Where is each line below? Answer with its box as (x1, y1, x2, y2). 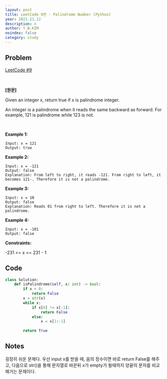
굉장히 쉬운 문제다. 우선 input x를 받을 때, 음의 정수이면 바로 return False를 (5, 356, 151, 362)
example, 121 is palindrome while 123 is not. (5, 112, 94, 118)
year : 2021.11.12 (5, 16, 41, 21)
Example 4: (5, 217, 29, 223)
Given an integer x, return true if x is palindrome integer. (5, 97, 120, 103)
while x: (23, 300, 41, 305)
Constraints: (5, 240, 32, 246)
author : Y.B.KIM (5, 26, 39, 31)
